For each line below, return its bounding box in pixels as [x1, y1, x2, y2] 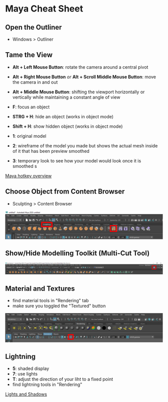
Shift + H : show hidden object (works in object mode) [12, 123, 123, 129]
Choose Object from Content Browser [5, 187, 125, 196]
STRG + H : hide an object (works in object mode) [12, 113, 114, 119]
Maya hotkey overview [5, 172, 52, 178]
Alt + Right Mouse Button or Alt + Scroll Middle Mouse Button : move [12, 74, 156, 80]
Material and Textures [5, 284, 75, 293]
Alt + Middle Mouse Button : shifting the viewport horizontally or [12, 89, 145, 95]
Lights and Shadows [5, 391, 47, 397]
